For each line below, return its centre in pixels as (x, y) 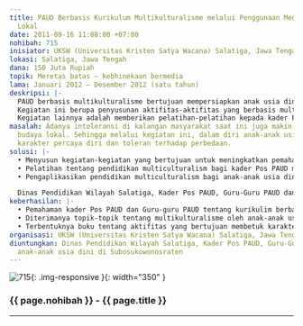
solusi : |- (30, 151)
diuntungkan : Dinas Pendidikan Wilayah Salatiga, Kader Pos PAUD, (137, 243)
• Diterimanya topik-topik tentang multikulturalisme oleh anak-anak (151, 218)
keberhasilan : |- (42, 202)
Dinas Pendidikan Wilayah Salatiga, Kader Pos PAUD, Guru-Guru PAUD (149, 193)
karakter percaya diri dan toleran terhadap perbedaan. (124, 143)
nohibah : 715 (34, 43)
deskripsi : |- (36, 93)
